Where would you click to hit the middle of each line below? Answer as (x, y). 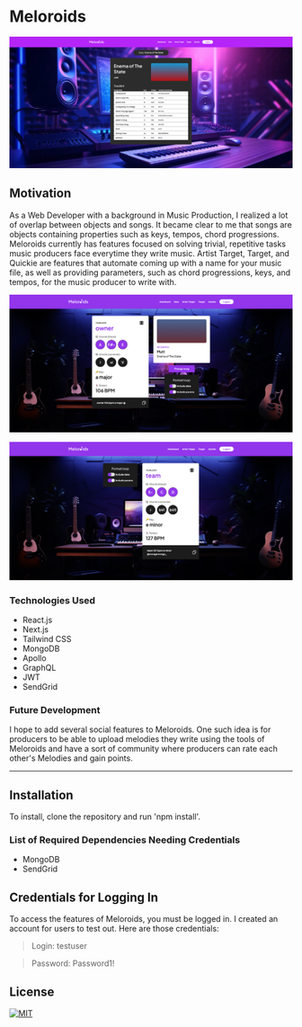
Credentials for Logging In (84, 897)
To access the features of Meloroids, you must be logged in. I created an (144, 919)
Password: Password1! (73, 963)
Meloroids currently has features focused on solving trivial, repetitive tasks (147, 244)
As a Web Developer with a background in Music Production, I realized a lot (149, 215)
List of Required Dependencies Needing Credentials (125, 840)
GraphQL (39, 668)
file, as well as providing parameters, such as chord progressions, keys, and (150, 272)
